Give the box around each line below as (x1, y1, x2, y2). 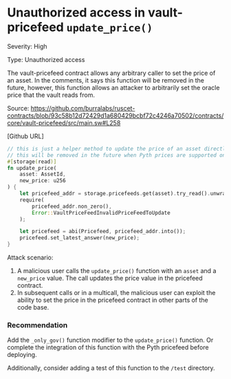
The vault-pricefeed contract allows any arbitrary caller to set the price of (7, 69, 216, 77)
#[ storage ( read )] (7, 158, 57, 165)
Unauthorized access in (7, 5, 146, 21)
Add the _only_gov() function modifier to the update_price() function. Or (7, 336, 214, 345)
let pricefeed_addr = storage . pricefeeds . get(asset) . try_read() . (19, 191, 211, 197)
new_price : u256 (19, 177, 67, 184)
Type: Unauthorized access (7, 55, 85, 63)
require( (19, 196, 45, 204)
